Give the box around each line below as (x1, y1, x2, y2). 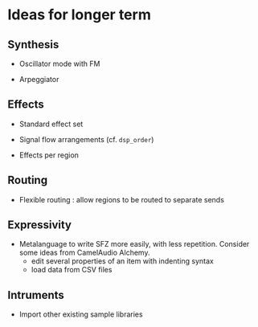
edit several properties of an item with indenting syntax (31, 256, 214, 266)
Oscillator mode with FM (18, 59, 100, 68)
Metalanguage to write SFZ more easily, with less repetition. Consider (18, 239, 250, 249)
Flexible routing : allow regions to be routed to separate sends (18, 194, 224, 204)
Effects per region (18, 150, 80, 160)
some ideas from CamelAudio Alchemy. (18, 247, 150, 258)
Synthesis (7, 38, 59, 51)
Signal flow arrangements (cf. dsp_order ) (18, 134, 154, 144)
